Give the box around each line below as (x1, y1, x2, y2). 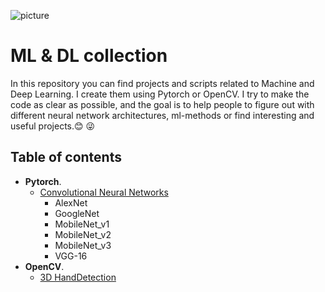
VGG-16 (54, 250, 88, 262)
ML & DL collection (10, 45, 168, 67)
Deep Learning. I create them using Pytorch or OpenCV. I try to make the (10, 88, 310, 100)
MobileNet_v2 (54, 228, 112, 240)
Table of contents (10, 149, 122, 166)
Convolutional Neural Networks (39, 186, 169, 198)
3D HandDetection (39, 271, 117, 283)
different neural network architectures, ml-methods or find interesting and (10, 109, 315, 121)
